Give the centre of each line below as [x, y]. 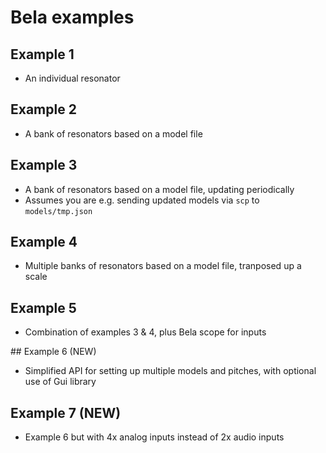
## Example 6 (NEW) [53, 352]
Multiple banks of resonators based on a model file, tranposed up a [163, 266]
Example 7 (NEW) [66, 412]
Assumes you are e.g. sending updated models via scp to [142, 200]
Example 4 [44, 242]
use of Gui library [60, 382]
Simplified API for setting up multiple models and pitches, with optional [170, 371]
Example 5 [43, 307]
